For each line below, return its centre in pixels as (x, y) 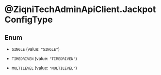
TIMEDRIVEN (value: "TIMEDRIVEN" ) (44, 59)
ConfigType (29, 20)
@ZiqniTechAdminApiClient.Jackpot (80, 9)
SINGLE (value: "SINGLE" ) (36, 49)
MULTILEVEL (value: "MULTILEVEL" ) (44, 68)
